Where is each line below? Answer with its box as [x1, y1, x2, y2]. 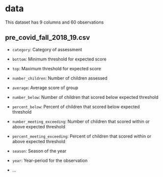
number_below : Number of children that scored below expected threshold [12, 94, 159, 100]
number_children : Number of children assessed [12, 75, 108, 81]
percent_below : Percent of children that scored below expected [12, 104, 140, 110]
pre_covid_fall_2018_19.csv [5, 33, 90, 42]
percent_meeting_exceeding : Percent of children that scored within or [12, 133, 152, 139]
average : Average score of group [12, 85, 79, 90]
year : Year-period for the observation [12, 157, 88, 163]
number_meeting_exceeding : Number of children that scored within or [12, 118, 150, 124]
